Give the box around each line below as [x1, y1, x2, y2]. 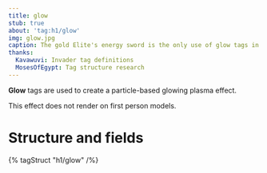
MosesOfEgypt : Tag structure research [15, 64, 145, 72]
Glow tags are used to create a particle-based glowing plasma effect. [8, 85, 237, 95]
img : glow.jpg [8, 33, 56, 42]
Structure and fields [8, 128, 144, 147]
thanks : [8, 49, 34, 57]
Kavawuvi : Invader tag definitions [15, 57, 134, 65]
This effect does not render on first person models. [8, 100, 177, 110]
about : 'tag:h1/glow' [8, 26, 81, 34]
